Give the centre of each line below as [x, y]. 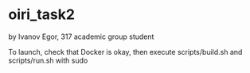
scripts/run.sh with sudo [48, 60]
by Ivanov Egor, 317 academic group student [81, 36]
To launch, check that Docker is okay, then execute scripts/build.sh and [125, 52]
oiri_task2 [42, 15]
